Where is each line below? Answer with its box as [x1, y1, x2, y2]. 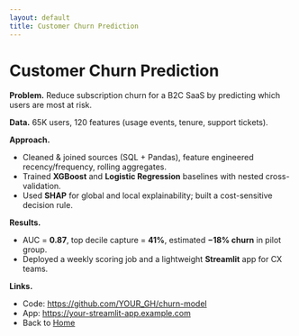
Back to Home [22, 317, 76, 329]
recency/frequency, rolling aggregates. [22, 161, 167, 172]
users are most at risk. [9, 100, 93, 111]
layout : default [9, 13, 70, 23]
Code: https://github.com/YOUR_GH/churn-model [22, 298, 207, 309]
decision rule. [22, 200, 74, 211]
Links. [9, 281, 33, 292]
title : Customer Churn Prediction [9, 22, 140, 31]
